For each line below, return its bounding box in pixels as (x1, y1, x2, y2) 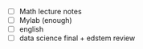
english (18, 24, 44, 34)
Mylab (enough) (18, 16, 73, 25)
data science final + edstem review (18, 33, 136, 43)
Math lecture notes (18, 7, 82, 16)
